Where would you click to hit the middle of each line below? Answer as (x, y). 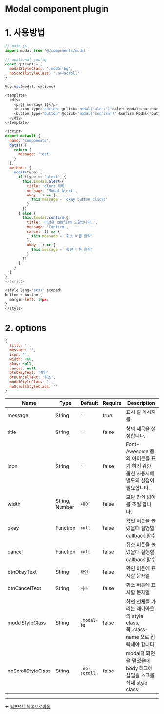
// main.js (16, 46)
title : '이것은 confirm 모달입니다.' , (62, 222)
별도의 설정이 (140, 480)
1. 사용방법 (25, 33)
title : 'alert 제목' (47, 186)
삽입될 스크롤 (140, 675)
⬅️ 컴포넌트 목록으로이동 (28, 706)
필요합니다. (138, 488)
